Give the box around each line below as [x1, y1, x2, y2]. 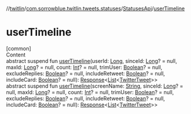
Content [6, 51, 26, 58]
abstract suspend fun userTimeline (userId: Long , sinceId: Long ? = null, [6, 57, 177, 64]
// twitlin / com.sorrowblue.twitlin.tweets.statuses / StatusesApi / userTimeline [6, 5, 185, 12]
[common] [6, 45, 31, 52]
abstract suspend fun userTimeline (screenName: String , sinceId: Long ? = [6, 82, 183, 89]
